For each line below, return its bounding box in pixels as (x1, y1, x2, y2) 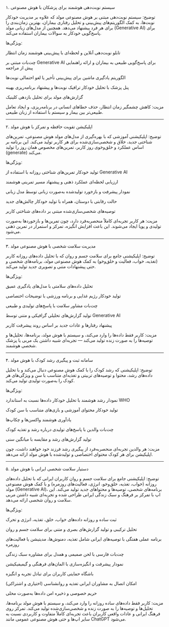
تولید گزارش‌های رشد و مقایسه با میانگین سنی (6, 436, 92, 442)
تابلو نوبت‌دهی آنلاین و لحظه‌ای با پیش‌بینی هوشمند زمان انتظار (6, 50, 121, 55)
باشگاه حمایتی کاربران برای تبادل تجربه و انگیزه (6, 571, 94, 577)
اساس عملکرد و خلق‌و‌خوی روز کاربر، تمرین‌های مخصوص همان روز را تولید (6, 144, 144, 150)
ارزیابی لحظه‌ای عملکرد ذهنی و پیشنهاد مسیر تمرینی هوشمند (6, 179, 118, 184)
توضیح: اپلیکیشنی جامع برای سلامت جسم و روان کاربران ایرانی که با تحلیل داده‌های (6, 476, 159, 481)
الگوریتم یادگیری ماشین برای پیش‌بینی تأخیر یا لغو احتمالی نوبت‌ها (6, 75, 126, 80)
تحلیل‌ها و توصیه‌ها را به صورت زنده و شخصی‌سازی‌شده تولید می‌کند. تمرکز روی (6, 605, 153, 611)
